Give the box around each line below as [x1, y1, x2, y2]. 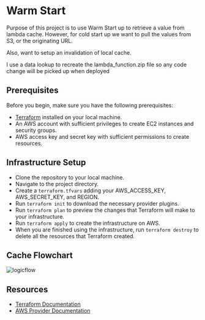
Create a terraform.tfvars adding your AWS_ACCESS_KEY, [15, 187, 166, 194]
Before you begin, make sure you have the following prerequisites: [6, 101, 173, 109]
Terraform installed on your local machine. [15, 113, 122, 120]
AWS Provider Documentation [15, 307, 91, 314]
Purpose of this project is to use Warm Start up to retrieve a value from [6, 24, 185, 31]
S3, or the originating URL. [6, 37, 73, 44]
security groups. [15, 127, 57, 134]
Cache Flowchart [6, 250, 73, 260]
